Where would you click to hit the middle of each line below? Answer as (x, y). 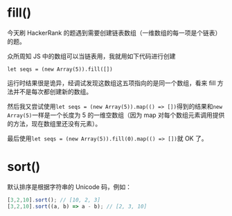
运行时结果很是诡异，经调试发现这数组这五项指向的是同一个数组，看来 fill (111, 83)
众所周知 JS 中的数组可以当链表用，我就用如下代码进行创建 (91, 56)
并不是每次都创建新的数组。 (52, 91)
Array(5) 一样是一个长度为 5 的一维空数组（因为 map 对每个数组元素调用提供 (116, 115)
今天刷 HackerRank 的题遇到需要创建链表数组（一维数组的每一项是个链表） (114, 33)
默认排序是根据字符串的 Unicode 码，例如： (70, 187)
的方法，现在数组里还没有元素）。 (54, 123)
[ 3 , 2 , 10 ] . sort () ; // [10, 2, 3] (54, 200)
